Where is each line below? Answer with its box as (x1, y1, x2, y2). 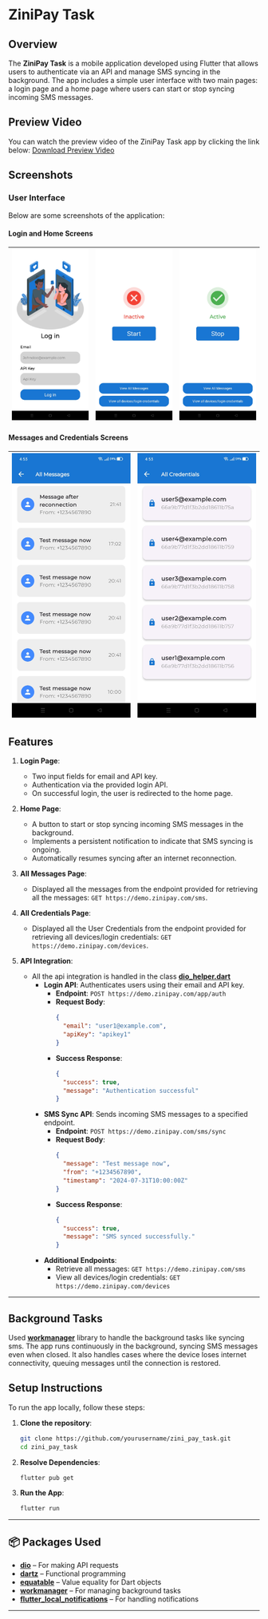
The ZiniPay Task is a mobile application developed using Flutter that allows (8, 58, 259, 68)
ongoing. (31, 845, 61, 855)
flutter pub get (19, 1474, 74, 1482)
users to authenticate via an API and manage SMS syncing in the (8, 67, 221, 77)
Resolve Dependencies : (19, 1457, 100, 1467)
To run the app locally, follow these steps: (8, 1403, 145, 1412)
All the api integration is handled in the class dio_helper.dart (31, 972, 231, 981)
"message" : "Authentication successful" (62, 1087, 199, 1095)
